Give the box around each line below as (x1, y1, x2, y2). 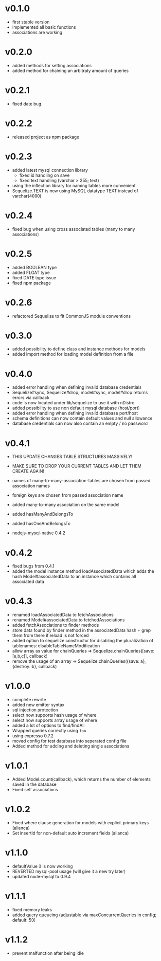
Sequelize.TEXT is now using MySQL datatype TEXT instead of (12, 188, 139, 194)
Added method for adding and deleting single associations (12, 743, 130, 749)
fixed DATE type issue (12, 274, 56, 280)
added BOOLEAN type (12, 264, 57, 270)
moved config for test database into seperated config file (12, 738, 126, 744)
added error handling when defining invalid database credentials (12, 384, 142, 390)
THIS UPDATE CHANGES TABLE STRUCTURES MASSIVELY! (12, 453, 133, 460)
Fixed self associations (12, 787, 58, 793)
